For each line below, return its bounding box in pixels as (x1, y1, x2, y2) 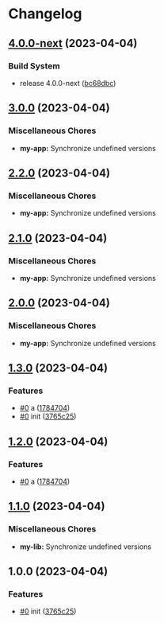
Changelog (8, 5, 82, 23)
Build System (8, 60, 61, 72)
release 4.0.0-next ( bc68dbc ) (19, 78, 116, 88)
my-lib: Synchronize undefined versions (19, 542, 152, 551)
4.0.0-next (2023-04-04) (8, 37, 138, 50)
